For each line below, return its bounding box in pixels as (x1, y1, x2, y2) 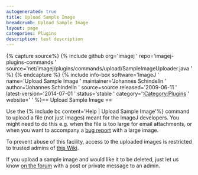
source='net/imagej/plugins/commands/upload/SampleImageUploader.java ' (6, 65, 193, 72)
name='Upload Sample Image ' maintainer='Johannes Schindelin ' (6, 77, 167, 85)
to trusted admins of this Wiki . (6, 144, 79, 151)
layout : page (6, 25, 38, 31)
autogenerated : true (6, 8, 57, 15)
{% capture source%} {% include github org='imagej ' (6, 53, 138, 59)
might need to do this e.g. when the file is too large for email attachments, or (6, 121, 192, 127)
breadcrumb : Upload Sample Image (6, 20, 89, 25)
